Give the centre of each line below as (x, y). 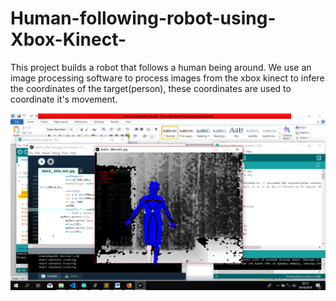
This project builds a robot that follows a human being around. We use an (161, 67)
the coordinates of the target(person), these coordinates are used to (151, 88)
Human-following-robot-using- (143, 18)
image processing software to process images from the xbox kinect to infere (167, 78)
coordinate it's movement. (64, 99)
